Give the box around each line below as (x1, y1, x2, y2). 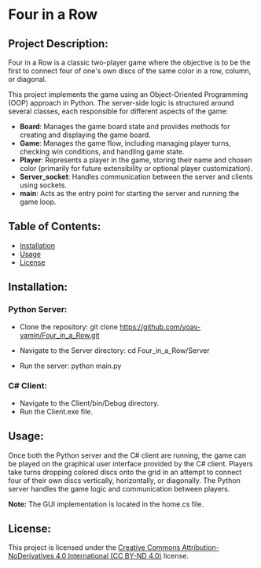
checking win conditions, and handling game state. (19, 147, 185, 156)
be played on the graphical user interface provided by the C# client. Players (8, 458, 253, 468)
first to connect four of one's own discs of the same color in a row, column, (8, 66, 252, 76)
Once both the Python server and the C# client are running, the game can (8, 451, 246, 460)
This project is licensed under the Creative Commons (8, 543, 181, 552)
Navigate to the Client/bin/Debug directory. (19, 398, 160, 407)
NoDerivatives (8, 551, 54, 561)
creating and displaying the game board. (19, 130, 151, 139)
